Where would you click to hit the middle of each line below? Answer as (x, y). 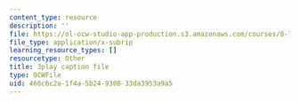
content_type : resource (53, 17)
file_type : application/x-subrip (71, 42)
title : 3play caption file (59, 67)
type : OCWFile (36, 75)
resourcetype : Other (48, 59)
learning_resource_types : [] (63, 51)
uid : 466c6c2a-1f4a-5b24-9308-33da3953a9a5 (91, 83)
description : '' (39, 26)
